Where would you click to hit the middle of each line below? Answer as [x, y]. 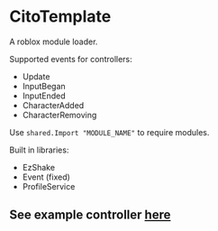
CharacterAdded [53, 105]
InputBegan [44, 86]
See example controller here [90, 215]
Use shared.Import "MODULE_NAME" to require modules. [109, 132]
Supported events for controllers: [71, 59]
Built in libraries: [39, 150]
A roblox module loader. [54, 42]
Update [36, 76]
